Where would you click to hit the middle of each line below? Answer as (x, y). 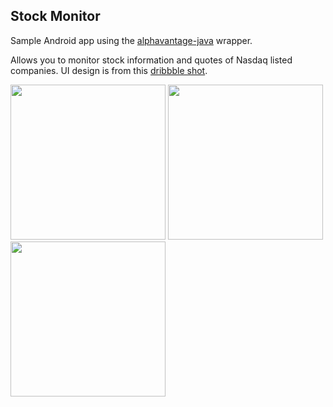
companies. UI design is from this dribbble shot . (109, 70)
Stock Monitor (55, 16)
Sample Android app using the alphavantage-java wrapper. (131, 40)
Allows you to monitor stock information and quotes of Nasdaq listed (151, 60)
